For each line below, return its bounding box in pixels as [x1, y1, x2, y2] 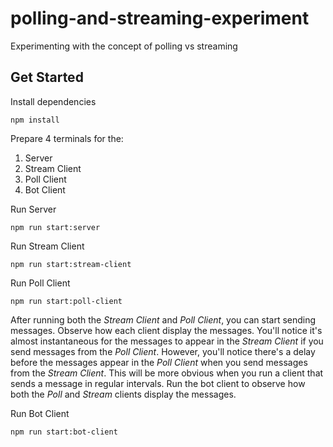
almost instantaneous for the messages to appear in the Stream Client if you [10, 335, 324, 347]
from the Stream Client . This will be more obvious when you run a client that [10, 367, 324, 379]
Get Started [10, 69, 84, 86]
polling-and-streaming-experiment [10, 7, 310, 30]
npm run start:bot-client [10, 427, 118, 437]
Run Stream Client [10, 240, 85, 252]
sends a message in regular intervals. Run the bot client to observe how [10, 377, 306, 389]
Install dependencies [10, 95, 97, 107]
